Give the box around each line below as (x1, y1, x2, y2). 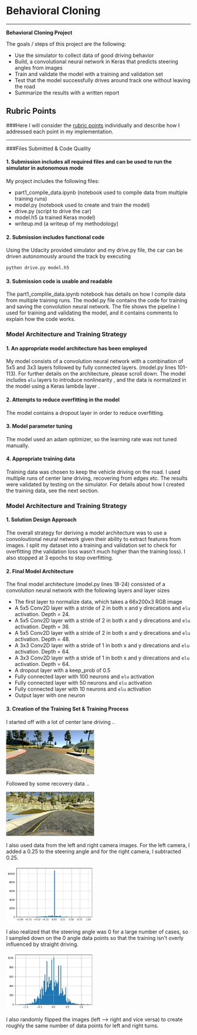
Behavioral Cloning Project (6, 29, 73, 36)
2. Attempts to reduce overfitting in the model (6, 396, 120, 403)
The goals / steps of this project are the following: (6, 40, 126, 48)
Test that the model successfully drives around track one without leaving (14, 76, 191, 83)
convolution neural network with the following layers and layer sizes (6, 587, 170, 594)
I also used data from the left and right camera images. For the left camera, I (6, 841, 190, 848)
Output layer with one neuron (14, 692, 86, 699)
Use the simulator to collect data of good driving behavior (14, 52, 154, 59)
